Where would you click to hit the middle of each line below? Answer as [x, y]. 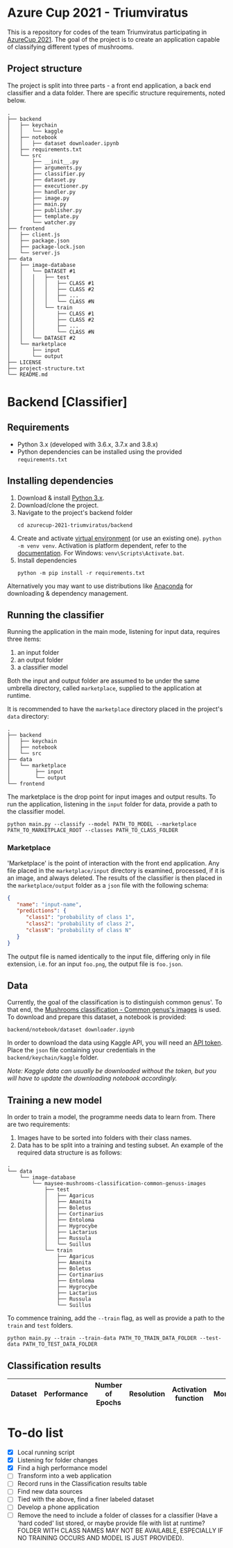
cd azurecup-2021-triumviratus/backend [75, 525]
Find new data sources [50, 1492]
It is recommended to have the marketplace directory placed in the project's [115, 709]
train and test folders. [40, 1326]
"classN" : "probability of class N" [78, 930]
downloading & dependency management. [68, 593]
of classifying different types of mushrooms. [70, 47]
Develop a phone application [58, 1507]
